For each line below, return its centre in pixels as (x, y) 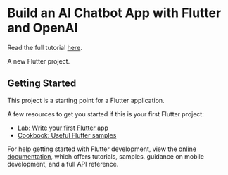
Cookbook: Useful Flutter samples (67, 135)
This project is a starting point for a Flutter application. (86, 100)
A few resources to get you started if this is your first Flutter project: (106, 114)
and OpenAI (43, 28)
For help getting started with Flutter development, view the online (102, 149)
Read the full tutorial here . (45, 47)
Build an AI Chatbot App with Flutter (114, 13)
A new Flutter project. (39, 61)
